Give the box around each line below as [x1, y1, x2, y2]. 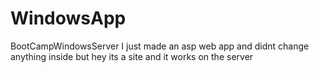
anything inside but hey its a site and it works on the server [10, 50, 254, 62]
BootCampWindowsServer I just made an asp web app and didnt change [10, 40, 310, 52]
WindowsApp [10, 7, 127, 30]
